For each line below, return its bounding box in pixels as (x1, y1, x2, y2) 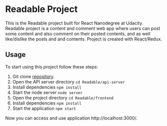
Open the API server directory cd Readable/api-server (12, 78, 125, 84)
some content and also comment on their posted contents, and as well (5, 30, 150, 36)
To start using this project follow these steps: (5, 63, 98, 69)
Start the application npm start (12, 105, 76, 111)
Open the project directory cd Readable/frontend (12, 94, 114, 100)
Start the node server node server (12, 89, 83, 95)
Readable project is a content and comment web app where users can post (5, 25, 160, 31)
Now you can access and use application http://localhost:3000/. (5, 115, 138, 121)
